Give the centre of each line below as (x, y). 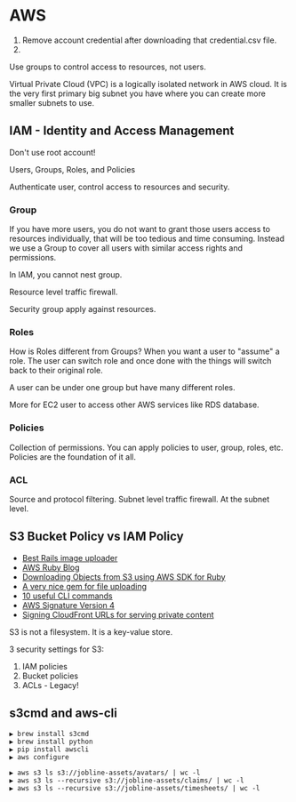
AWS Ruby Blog (51, 567)
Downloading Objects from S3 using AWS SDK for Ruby (124, 577)
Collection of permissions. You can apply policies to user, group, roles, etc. (146, 447)
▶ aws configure (39, 757)
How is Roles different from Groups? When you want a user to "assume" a (144, 351)
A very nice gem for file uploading (84, 586)
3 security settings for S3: (57, 649)
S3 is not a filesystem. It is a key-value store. (91, 631)
